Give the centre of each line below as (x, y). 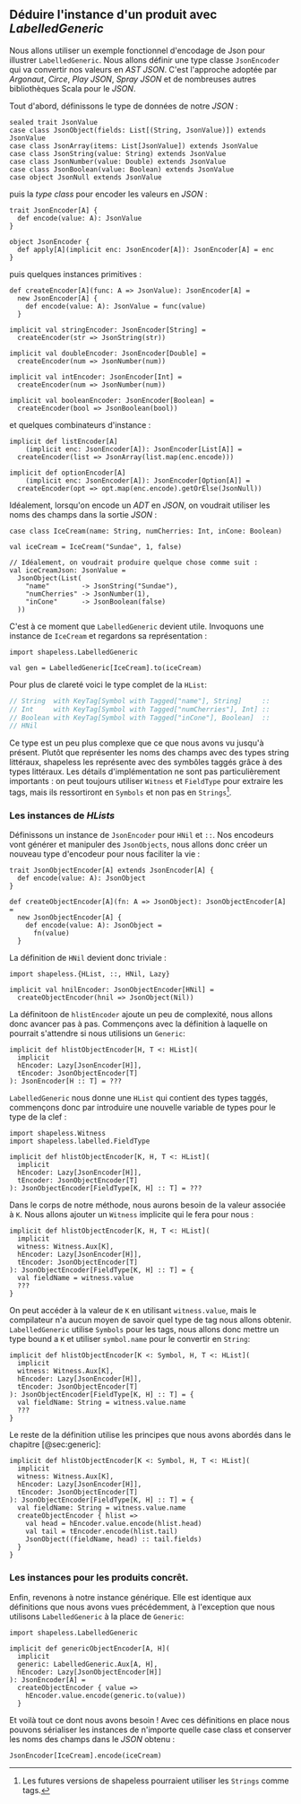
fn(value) (51, 933)
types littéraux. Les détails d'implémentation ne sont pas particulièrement (145, 771)
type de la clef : (38, 1117)
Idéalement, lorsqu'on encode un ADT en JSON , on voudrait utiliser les (140, 505)
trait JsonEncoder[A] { (54, 210)
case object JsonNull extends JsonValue (86, 177)
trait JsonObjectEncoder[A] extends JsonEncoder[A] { (112, 871)
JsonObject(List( (50, 578)
